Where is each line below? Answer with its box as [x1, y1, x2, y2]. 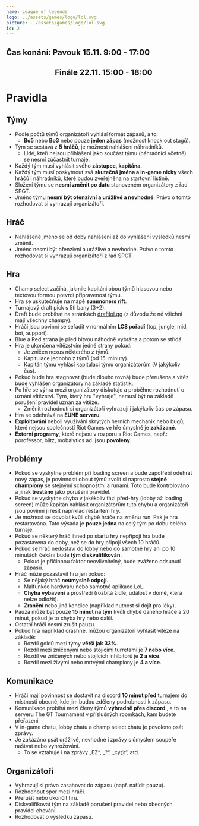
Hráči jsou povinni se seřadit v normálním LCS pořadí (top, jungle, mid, [14, 323, 188, 330]
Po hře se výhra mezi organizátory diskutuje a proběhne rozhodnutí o [14, 386, 185, 393]
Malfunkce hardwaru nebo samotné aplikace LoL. [23, 583, 145, 590]
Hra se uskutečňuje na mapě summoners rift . [14, 298, 127, 305]
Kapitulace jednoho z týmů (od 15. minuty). [23, 354, 129, 361]
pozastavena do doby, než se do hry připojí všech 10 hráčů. [14, 539, 161, 546]
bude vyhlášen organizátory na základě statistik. [14, 380, 134, 387]
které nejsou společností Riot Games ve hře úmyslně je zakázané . [14, 424, 176, 431]
